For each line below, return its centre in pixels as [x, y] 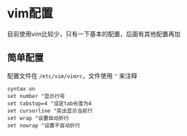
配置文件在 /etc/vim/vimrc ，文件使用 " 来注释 [72, 75]
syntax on [21, 89]
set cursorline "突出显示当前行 [50, 110]
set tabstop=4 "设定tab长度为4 [49, 104]
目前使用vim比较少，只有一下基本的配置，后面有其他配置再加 [94, 34]
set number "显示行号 [36, 96]
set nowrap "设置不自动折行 [44, 125]
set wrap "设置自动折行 [38, 118]
